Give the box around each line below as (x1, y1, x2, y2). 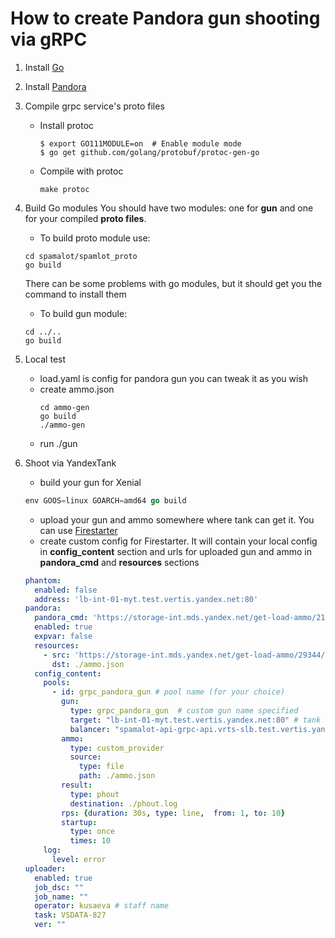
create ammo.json (39, 383, 115, 395)
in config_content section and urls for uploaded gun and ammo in (39, 545, 312, 557)
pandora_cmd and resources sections (39, 556, 200, 568)
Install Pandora (24, 80, 87, 92)
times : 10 (69, 836, 111, 846)
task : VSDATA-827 (34, 910, 107, 921)
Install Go (24, 61, 65, 73)
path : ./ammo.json (78, 771, 156, 781)
